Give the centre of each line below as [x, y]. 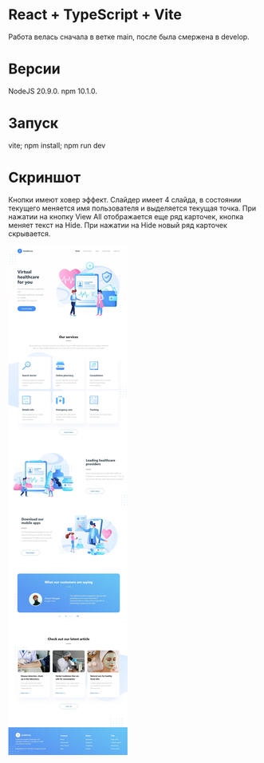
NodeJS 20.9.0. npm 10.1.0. [53, 91]
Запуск [33, 123]
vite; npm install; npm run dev [57, 145]
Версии [35, 69]
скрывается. [30, 234]
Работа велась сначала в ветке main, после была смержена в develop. [129, 37]
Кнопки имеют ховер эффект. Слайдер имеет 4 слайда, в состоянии [125, 199]
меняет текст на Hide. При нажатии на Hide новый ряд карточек [118, 225]
